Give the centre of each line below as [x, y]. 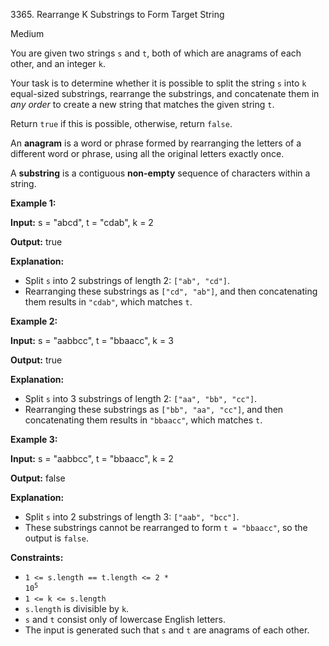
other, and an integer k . [58, 63]
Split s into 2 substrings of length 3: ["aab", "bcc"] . [132, 517]
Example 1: [33, 203]
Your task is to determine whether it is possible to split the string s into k [158, 83]
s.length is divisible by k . [77, 608]
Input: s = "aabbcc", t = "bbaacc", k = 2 [92, 458]
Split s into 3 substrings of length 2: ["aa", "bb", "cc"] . [141, 398]
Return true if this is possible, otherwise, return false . [121, 123]
